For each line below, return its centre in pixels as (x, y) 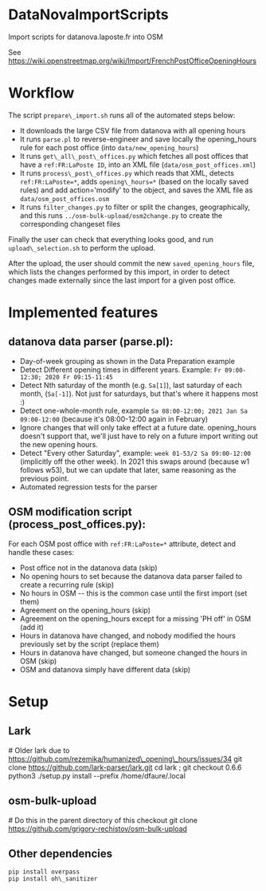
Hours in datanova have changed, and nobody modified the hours (128, 636)
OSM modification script (70, 512)
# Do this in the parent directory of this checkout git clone (103, 820)
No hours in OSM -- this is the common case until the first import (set (133, 593)
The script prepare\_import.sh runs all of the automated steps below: (122, 115)
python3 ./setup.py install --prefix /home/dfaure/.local (97, 775)
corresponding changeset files (70, 224)
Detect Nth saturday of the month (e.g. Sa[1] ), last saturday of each (131, 385)
